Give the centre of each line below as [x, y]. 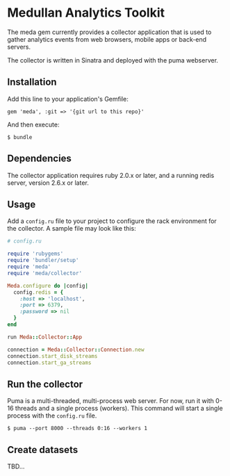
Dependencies [39, 159]
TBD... [16, 466]
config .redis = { [39, 292]
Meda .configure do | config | [48, 286]
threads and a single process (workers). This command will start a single [119, 409]
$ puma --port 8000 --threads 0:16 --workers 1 [77, 429]
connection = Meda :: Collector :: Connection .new [76, 350]
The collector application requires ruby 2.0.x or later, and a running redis [111, 175]
